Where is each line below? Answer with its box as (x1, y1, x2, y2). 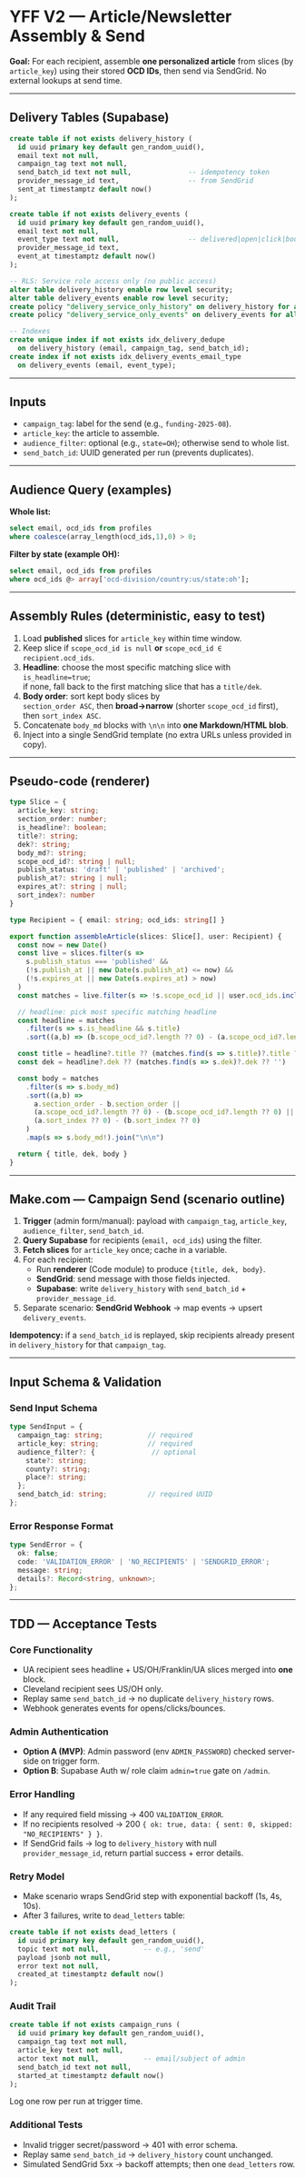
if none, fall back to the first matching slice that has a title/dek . (22, 681, 262, 691)
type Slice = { (9, 798, 67, 807)
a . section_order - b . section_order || (33, 1099, 181, 1109)
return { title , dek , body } (17, 1149, 128, 1159)
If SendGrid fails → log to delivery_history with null (22, 1837, 218, 1848)
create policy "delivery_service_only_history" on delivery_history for (9, 302, 290, 311)
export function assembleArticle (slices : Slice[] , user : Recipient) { (9, 931, 282, 941)
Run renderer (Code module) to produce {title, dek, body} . (35, 1264, 266, 1275)
